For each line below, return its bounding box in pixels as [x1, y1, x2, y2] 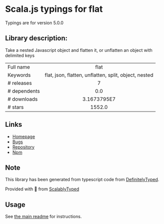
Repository [12, 144, 35, 150]
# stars [7, 104, 24, 111]
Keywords [7, 72, 31, 78]
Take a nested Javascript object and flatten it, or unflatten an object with [5, 47, 153, 53]
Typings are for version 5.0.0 [5, 20, 64, 26]
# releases [7, 79, 32, 86]
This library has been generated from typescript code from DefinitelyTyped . [5, 177, 160, 183]
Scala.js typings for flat [5, 3, 103, 15]
